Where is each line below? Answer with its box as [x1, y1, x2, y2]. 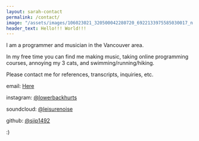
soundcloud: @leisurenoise [6, 105, 73, 113]
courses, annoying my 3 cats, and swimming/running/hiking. [6, 59, 155, 67]
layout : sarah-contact [6, 8, 63, 15]
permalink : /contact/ [6, 14, 60, 20]
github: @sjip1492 [6, 117, 51, 124]
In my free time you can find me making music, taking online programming [6, 53, 189, 60]
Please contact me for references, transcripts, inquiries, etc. [6, 71, 154, 78]
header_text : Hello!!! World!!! [6, 25, 86, 32]
